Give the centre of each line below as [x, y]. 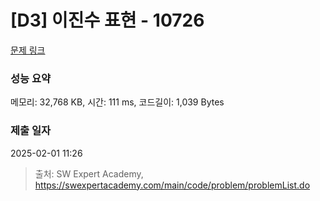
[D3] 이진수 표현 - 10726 [107, 20]
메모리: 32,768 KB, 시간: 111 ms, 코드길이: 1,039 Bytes [117, 102]
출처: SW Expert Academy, [89, 173]
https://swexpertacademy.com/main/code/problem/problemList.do [172, 185]
